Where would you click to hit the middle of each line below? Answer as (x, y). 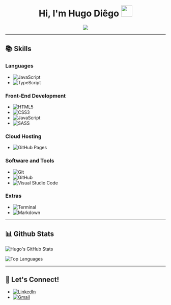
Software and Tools (30, 161)
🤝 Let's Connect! (32, 280)
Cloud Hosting (23, 136)
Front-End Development (36, 96)
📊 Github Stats (30, 234)
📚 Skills (18, 49)
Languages (20, 66)
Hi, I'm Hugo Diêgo (79, 14)
